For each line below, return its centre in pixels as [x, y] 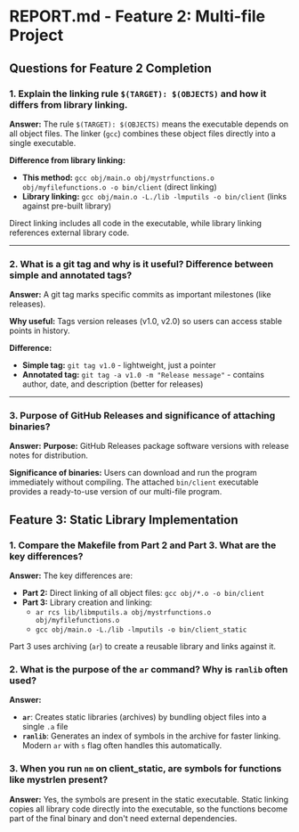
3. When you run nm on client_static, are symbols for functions [145, 769]
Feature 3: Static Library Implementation [124, 520]
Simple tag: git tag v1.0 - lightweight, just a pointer [119, 365]
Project [36, 35]
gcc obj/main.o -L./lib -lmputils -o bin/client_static [141, 630]
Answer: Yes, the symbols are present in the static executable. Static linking [149, 799]
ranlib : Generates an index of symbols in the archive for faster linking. [151, 736]
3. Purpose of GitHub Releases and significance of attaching [142, 416]
